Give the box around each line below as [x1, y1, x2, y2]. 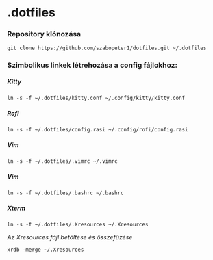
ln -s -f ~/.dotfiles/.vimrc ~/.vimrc [7, 158, 118, 165]
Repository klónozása [7, 29, 82, 39]
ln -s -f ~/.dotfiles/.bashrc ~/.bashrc [7, 190, 125, 196]
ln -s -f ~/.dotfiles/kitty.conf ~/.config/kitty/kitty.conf [7, 94, 186, 102]
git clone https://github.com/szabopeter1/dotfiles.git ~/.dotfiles [7, 44, 207, 52]
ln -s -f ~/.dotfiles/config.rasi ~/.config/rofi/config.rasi [7, 127, 188, 133]
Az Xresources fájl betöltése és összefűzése [7, 233, 133, 242]
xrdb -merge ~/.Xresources [7, 246, 84, 254]
